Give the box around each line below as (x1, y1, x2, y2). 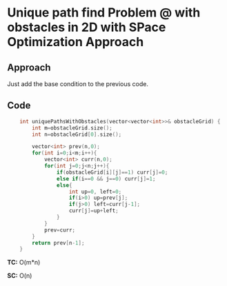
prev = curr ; (43, 226, 76, 234)
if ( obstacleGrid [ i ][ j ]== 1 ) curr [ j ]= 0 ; (56, 169, 168, 176)
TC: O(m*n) (7, 258, 41, 267)
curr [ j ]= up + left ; (68, 207, 119, 214)
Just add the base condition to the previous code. (7, 80, 148, 88)
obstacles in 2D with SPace (7, 19, 166, 35)
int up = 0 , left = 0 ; (68, 188, 122, 195)
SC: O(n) (7, 272, 32, 280)
